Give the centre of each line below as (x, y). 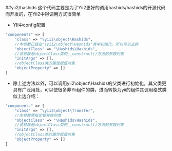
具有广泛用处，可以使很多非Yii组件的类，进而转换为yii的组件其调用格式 (88, 89)
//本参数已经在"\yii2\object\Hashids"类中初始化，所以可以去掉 (77, 44)
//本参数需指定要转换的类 (38, 115)
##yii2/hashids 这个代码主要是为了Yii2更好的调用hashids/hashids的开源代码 (85, 7)
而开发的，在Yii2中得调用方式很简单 (43, 14)
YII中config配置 (29, 25)
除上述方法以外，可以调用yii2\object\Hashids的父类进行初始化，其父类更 (90, 83)
